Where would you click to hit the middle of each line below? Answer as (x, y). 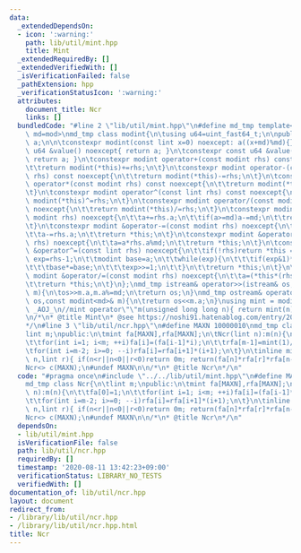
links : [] (44, 117)
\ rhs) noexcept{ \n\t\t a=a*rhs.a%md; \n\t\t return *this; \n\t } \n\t (152, 243)
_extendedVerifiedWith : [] (68, 68)
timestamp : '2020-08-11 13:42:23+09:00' (94, 468)
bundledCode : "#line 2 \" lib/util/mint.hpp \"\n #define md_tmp (136, 126)
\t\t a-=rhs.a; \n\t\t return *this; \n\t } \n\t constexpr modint (140, 234)
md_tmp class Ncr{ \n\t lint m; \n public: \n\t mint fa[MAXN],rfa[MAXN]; (156, 385)
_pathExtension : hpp (56, 84)
